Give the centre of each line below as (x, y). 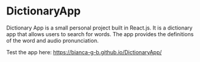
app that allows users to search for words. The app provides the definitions (100, 34)
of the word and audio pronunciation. (52, 40)
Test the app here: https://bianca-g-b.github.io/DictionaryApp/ (84, 52)
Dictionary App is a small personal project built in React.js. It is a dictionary (99, 28)
